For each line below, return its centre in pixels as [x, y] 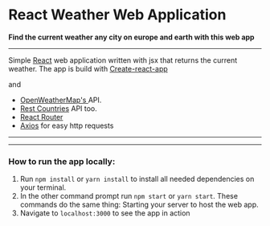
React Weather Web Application [117, 15]
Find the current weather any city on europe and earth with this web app [131, 37]
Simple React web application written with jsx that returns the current [123, 60]
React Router [41, 117]
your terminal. [43, 187]
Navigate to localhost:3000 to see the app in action [105, 213]
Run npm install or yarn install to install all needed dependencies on [137, 179]
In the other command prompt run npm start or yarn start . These [129, 196]
